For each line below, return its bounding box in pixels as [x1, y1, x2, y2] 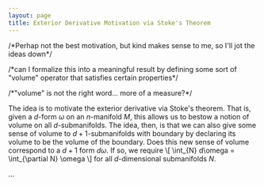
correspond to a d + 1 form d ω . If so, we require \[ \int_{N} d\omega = [8, 145, 235, 155]
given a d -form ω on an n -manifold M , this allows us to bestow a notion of [8, 111, 250, 121]
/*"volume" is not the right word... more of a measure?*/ [8, 88, 193, 97]
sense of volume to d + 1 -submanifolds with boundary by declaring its [8, 128, 236, 138]
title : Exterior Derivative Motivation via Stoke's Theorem [8, 19, 212, 27]
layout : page [8, 11, 52, 20]
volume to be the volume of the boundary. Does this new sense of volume [8, 137, 250, 146]
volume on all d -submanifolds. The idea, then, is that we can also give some [8, 120, 256, 130]
